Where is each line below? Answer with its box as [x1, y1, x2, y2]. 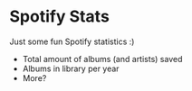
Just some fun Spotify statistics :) [9, 36, 135, 47]
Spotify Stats [9, 6, 110, 27]
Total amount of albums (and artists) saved [22, 53, 183, 64]
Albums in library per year [22, 63, 120, 74]
